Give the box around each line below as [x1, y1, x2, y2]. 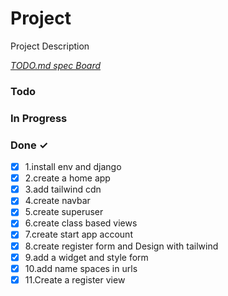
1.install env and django [24, 161, 122, 173]
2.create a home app [24, 172, 111, 184]
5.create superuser [24, 206, 104, 218]
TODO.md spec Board [10, 59, 102, 71]
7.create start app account [24, 228, 133, 241]
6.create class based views [24, 217, 138, 229]
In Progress [10, 111, 68, 125]
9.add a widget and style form [24, 251, 149, 263]
